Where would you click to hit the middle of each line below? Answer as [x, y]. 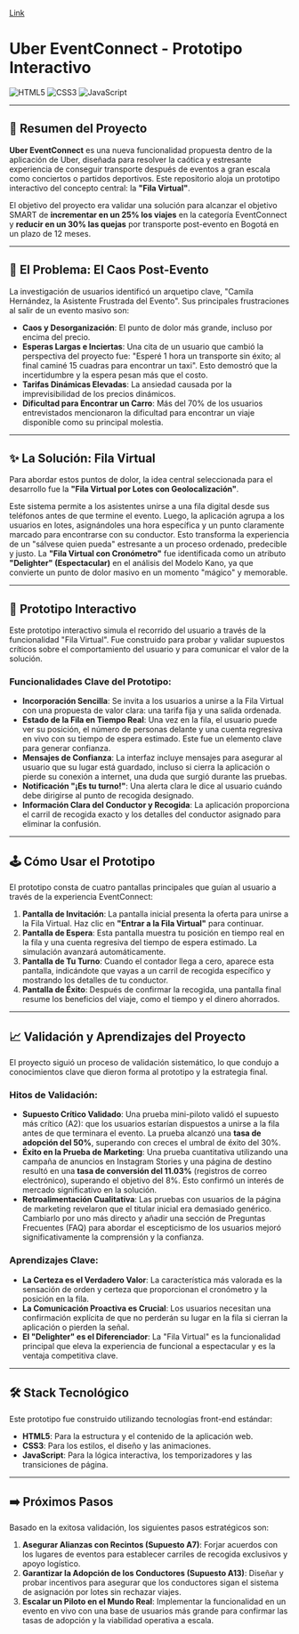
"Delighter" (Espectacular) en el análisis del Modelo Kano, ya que [131, 563]
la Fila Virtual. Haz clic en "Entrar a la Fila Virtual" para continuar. [143, 924]
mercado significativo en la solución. [89, 1190]
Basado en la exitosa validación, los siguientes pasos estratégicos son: [139, 1528]
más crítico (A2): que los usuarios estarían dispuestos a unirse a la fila [151, 1124]
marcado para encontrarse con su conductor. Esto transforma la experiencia [149, 535]
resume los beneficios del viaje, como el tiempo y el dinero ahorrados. [151, 999]
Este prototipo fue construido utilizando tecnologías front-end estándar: [141, 1419]
